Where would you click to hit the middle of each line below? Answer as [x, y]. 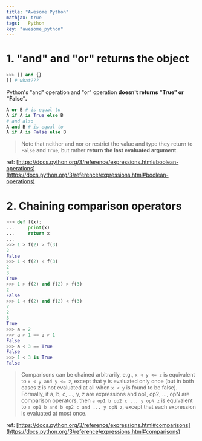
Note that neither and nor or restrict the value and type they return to [107, 144]
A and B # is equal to [35, 127]
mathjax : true [24, 18]
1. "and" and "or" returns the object [98, 59]
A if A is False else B [36, 132]
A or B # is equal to [34, 110]
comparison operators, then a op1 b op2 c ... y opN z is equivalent [107, 400]
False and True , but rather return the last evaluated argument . [99, 150]
